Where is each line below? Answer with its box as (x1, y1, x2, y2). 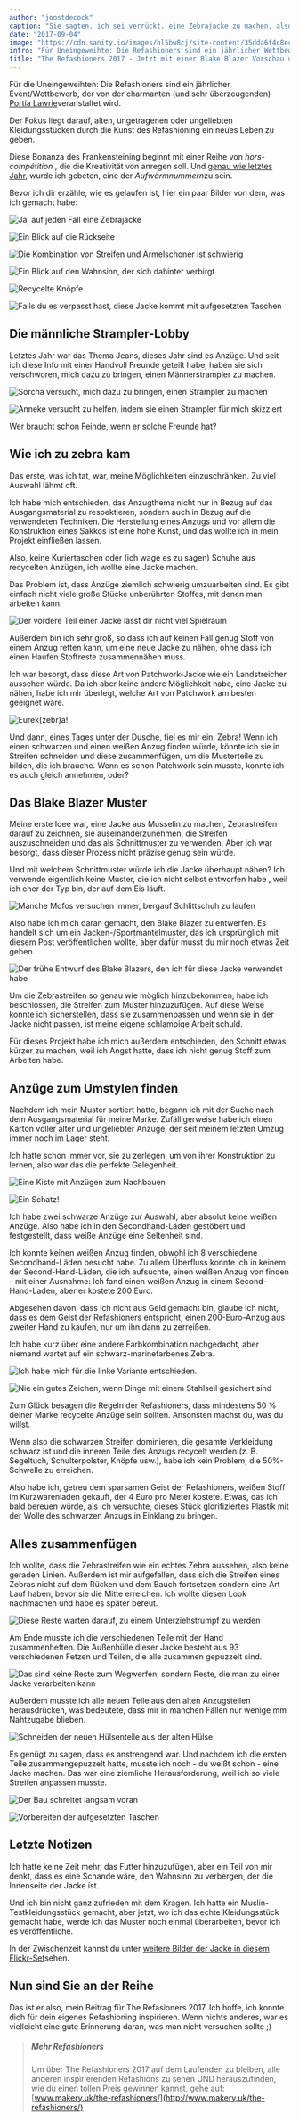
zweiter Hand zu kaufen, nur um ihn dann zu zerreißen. (9, 1322, 212, 1332)
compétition (9, 161, 53, 171)
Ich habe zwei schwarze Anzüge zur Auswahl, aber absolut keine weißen (9, 1211, 278, 1222)
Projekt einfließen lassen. (9, 535, 102, 545)
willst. (9, 1419, 31, 1430)
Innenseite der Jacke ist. (9, 1879, 100, 1890)
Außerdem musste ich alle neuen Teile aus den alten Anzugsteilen (9, 1695, 251, 1707)
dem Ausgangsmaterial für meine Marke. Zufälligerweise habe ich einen (9, 1114, 273, 1125)
